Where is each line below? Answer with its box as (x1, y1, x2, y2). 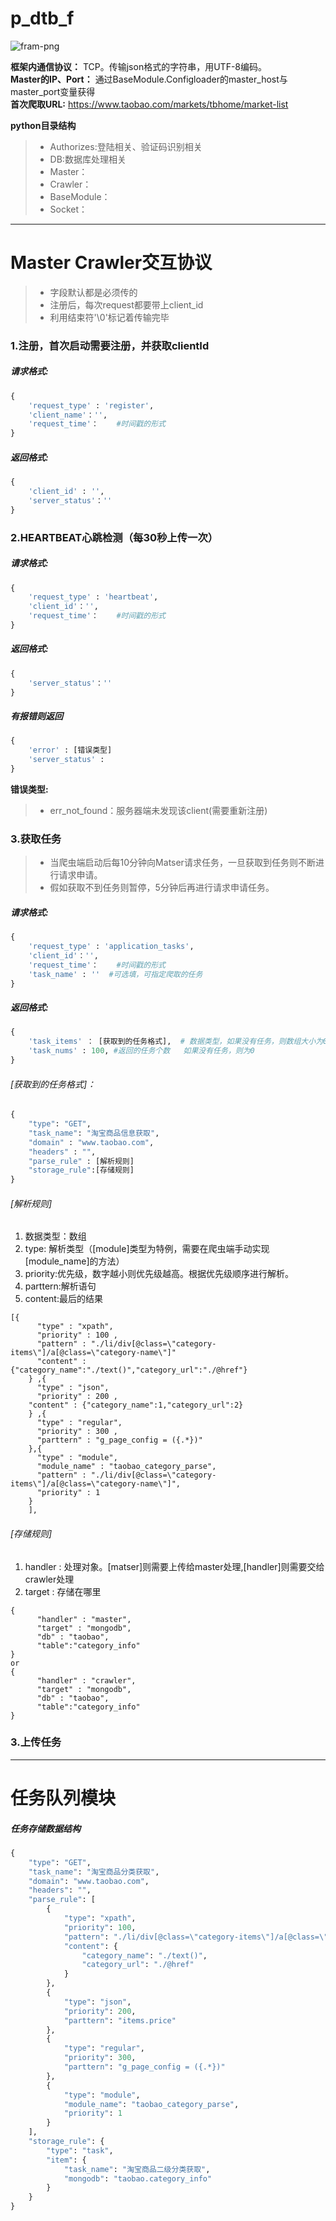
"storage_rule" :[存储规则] (28, 1165, 135, 1176)
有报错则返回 (10, 710, 63, 722)
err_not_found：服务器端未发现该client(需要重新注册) (49, 804, 268, 816)
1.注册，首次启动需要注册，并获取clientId (10, 338, 210, 352)
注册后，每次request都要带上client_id (49, 298, 204, 311)
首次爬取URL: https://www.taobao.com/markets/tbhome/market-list (10, 98, 289, 110)
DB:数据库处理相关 (49, 153, 127, 165)
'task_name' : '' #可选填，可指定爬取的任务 (28, 969, 203, 979)
